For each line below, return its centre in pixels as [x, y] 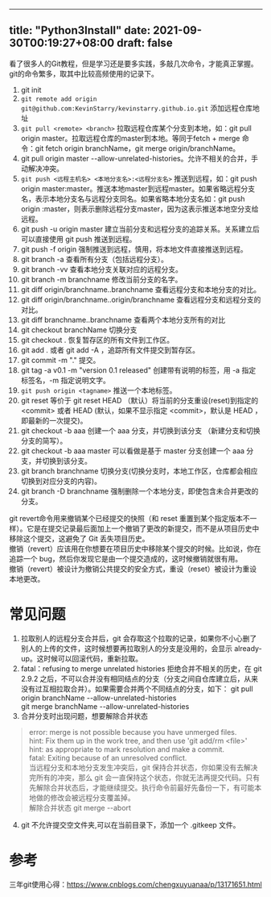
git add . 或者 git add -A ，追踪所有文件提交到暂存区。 [110, 350]
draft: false [144, 43]
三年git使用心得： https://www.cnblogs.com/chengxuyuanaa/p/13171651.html [135, 884]
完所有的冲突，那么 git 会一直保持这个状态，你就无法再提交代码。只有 [144, 777]
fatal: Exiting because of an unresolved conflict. [108, 757]
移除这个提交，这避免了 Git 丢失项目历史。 [79, 538]
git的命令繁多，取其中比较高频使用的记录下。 [84, 73]
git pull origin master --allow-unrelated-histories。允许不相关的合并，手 [139, 158]
